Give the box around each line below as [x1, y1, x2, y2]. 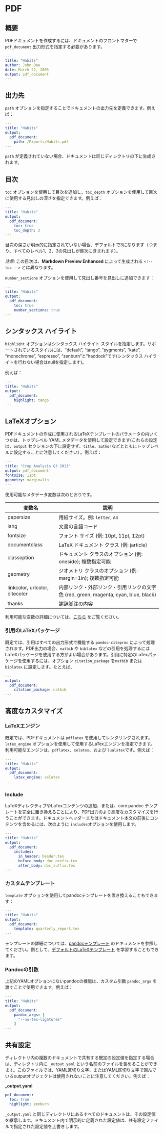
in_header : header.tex [18, 854, 64, 859]
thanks [7, 600, 23, 607]
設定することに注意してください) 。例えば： [13, 449, 102, 455]
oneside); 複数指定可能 [58, 558, 111, 565]
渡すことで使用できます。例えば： [5, 984, 73, 990]
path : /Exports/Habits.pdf [14, 139, 69, 144]
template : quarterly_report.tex [14, 927, 80, 931]
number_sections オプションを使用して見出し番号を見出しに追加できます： [5, 275, 155, 281]
